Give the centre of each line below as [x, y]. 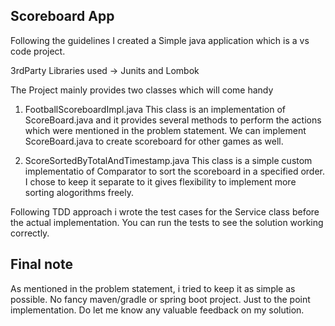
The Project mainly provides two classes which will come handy [142, 90]
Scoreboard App [62, 16]
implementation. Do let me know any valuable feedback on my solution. [157, 310]
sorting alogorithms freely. [79, 192]
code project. [38, 51]
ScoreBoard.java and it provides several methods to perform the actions [173, 120]
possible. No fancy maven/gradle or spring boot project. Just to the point [160, 299]
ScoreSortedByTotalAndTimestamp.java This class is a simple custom [168, 160]
